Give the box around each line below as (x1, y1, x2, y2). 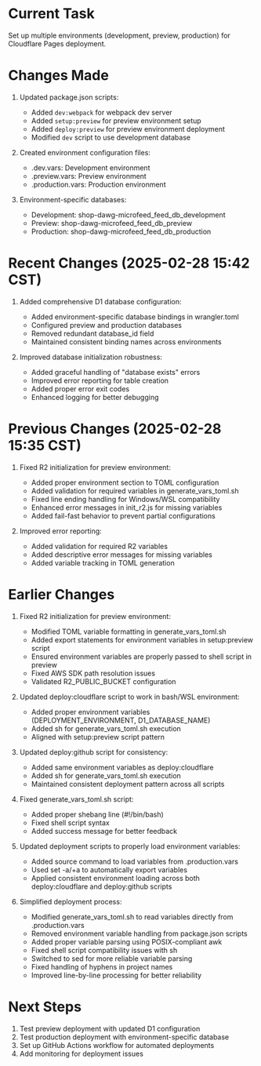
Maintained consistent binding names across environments (31, 337, 222, 346)
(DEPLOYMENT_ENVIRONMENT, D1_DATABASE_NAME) (31, 715, 211, 725)
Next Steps (8, 998, 82, 1016)
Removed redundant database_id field (31, 329, 154, 338)
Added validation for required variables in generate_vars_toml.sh (31, 486, 239, 495)
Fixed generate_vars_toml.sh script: (19, 794, 134, 804)
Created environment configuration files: (19, 147, 151, 157)
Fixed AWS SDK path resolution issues (31, 668, 155, 678)
